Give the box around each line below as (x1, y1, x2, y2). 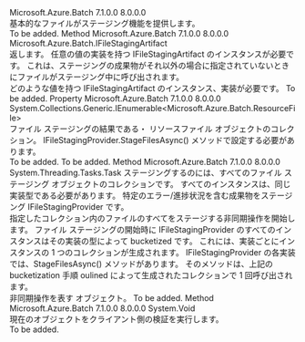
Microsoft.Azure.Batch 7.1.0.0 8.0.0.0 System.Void (9, 303, 196, 314)
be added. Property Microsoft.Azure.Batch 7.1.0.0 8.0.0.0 (9, 93, 221, 104)
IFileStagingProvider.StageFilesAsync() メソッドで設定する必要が (43, 135, 288, 145)
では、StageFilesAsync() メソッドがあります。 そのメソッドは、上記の (9, 258, 273, 269)
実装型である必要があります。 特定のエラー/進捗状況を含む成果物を (9, 190, 261, 201)
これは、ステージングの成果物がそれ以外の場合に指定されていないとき (26, 60, 290, 70)
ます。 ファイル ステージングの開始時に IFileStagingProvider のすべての (9, 224, 276, 234)
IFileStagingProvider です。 (26, 202, 129, 212)
